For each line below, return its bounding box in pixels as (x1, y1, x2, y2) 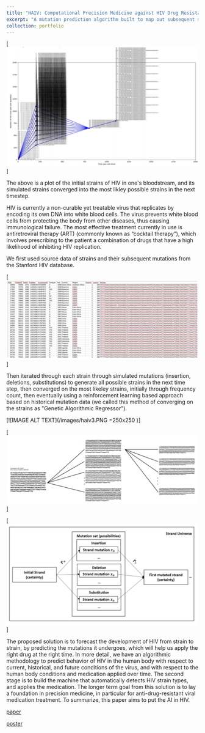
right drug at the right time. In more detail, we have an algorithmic (6, 650, 171, 658)
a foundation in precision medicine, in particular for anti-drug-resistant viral (6, 690, 196, 697)
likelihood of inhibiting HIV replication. (6, 243, 102, 251)
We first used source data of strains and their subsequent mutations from (6, 255, 191, 262)
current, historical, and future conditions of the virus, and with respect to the (6, 663, 199, 671)
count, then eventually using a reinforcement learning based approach (6, 391, 183, 399)
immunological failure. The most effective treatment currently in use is (6, 224, 183, 231)
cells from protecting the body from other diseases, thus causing (6, 217, 170, 224)
